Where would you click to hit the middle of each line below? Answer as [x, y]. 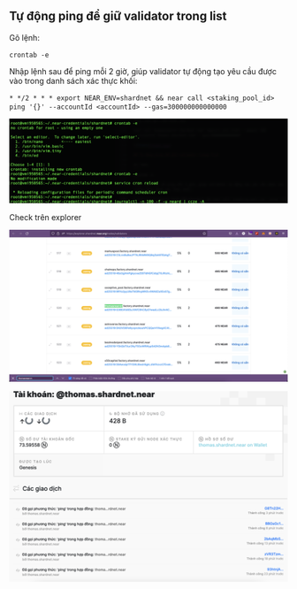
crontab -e [29, 55]
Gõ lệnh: [24, 37]
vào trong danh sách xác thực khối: [73, 80]
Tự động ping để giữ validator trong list [118, 16]
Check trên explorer [46, 217]
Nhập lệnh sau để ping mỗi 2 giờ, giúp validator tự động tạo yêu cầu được [143, 71]
